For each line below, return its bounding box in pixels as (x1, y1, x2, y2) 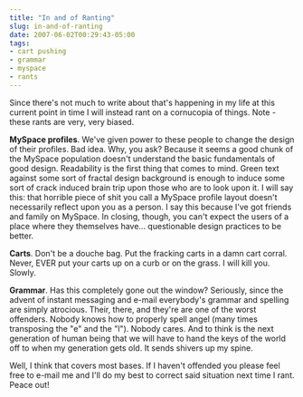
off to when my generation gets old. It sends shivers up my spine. (9, 342, 253, 353)
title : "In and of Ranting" (9, 13, 116, 23)
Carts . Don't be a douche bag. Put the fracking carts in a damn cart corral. (9, 247, 288, 258)
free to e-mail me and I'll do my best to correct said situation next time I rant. (9, 369, 295, 381)
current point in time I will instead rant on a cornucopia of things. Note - (9, 106, 277, 118)
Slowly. (9, 266, 36, 277)
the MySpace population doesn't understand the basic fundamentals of (9, 153, 276, 164)
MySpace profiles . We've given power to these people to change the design (9, 133, 295, 145)
